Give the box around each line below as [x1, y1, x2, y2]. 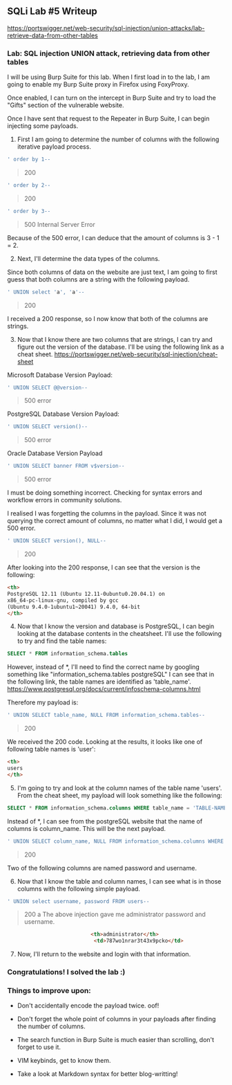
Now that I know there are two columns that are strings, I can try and [17, 335, 213, 343]
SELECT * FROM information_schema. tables [7, 650, 128, 657]
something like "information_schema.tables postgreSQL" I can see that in [7, 671, 215, 679]
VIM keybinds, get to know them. [17, 1057, 112, 1065]
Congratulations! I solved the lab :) [7, 967, 126, 977]
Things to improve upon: [7, 986, 91, 996]
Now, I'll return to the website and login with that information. [17, 950, 191, 958]
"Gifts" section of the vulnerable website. [7, 101, 124, 109]
